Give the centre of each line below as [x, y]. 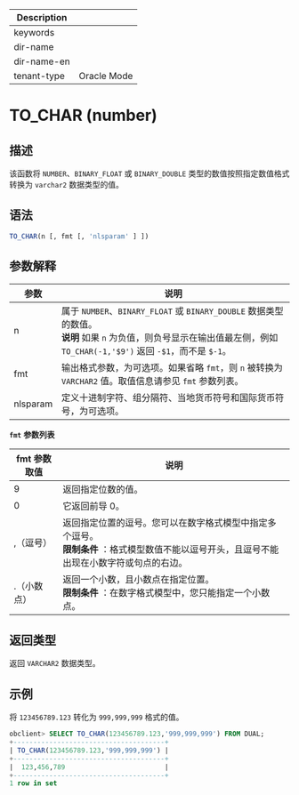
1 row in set [33, 783]
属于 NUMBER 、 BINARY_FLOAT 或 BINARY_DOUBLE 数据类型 [172, 310]
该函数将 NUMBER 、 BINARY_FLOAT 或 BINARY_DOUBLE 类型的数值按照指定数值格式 [149, 173]
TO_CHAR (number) [83, 116]
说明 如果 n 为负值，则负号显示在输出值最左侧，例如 [170, 337]
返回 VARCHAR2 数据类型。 [55, 663]
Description [42, 17]
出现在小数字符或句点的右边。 [125, 562]
